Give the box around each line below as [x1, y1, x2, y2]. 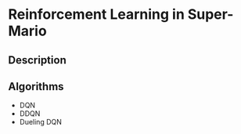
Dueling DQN [19, 118, 63, 127]
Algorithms [8, 80, 64, 93]
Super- [187, 5, 234, 24]
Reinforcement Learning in [8, 5, 185, 24]
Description [8, 53, 67, 67]
